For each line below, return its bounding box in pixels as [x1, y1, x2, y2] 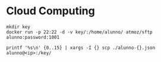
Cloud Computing [6, 4, 95, 18]
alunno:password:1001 [6, 34, 60, 40]
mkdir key [6, 24, 31, 30]
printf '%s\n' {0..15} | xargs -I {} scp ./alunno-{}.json [6, 45, 156, 51]
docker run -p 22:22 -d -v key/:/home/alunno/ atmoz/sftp [6, 29, 153, 35]
